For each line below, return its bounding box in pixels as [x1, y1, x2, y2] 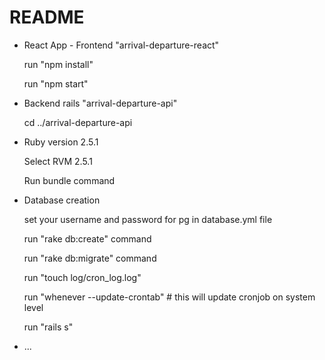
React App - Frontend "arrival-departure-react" [23, 39, 220, 51]
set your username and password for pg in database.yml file [23, 213, 273, 225]
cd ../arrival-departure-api [23, 116, 133, 128]
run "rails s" [23, 321, 74, 333]
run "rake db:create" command [23, 232, 152, 245]
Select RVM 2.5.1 [23, 155, 93, 167]
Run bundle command [23, 174, 116, 186]
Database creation [23, 194, 101, 206]
